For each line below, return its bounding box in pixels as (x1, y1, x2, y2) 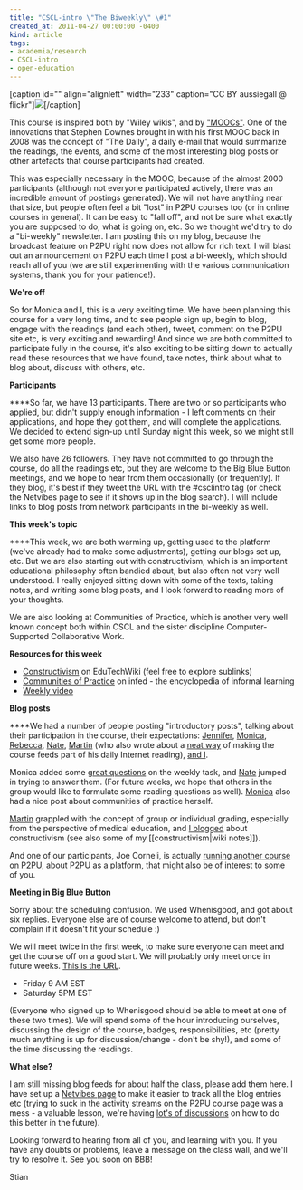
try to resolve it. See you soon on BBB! (9, 1154, 153, 1165)
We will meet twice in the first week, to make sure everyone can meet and (9, 941, 285, 952)
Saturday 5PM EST (22, 987, 93, 998)
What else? (9, 1060, 52, 1071)
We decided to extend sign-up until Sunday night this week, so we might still (9, 426, 294, 437)
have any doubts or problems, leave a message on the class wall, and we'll (9, 1144, 288, 1155)
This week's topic (9, 518, 78, 530)
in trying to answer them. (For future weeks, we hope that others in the (9, 776, 273, 787)
